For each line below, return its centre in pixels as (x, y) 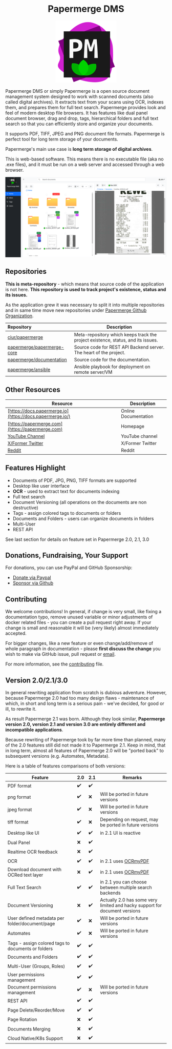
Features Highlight (35, 468)
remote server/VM (93, 372)
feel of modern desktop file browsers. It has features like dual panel (77, 113)
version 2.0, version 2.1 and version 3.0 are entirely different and (76, 724)
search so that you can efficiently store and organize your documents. (79, 124)
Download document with (35, 869)
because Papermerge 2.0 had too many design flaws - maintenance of (80, 698)
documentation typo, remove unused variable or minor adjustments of (79, 617)
